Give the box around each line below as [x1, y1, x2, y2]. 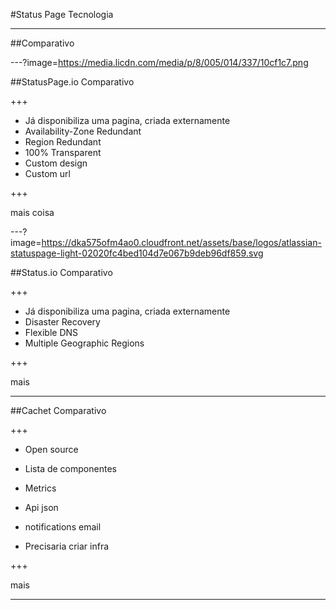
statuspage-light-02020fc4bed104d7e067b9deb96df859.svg [10, 247, 264, 259]
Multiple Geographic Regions [24, 337, 145, 349]
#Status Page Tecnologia [10, 9, 114, 20]
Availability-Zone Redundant [24, 125, 142, 137]
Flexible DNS [24, 327, 79, 338]
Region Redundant [24, 136, 102, 148]
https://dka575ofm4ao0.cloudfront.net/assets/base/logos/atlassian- [41, 237, 322, 248]
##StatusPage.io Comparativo [10, 76, 135, 88]
